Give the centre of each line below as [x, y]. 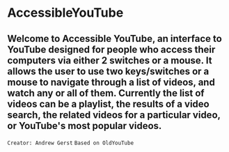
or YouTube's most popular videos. [85, 126]
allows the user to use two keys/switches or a [108, 71]
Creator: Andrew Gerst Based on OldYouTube [71, 143]
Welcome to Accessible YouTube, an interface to [115, 39]
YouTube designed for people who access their [111, 49]
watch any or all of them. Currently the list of [106, 93]
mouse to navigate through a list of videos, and [111, 82]
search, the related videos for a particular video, [114, 115]
